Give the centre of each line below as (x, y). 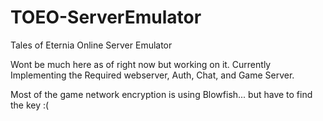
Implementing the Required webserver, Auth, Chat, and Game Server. (152, 75)
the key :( (30, 105)
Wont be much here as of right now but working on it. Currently (141, 64)
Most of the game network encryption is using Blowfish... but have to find (161, 94)
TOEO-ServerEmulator (106, 17)
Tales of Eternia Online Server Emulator (91, 45)
